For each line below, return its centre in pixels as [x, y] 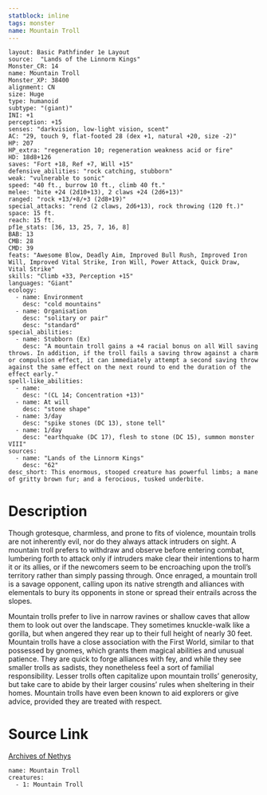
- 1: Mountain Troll [49, 785]
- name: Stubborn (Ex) [53, 340]
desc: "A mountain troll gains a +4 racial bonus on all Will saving [141, 346]
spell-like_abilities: [46, 382]
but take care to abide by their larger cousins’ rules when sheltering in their [132, 685]
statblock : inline [39, 16]
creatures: [26, 778]
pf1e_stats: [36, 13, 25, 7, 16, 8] [69, 228]
